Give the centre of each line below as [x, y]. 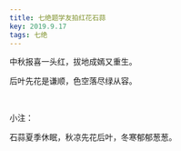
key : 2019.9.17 [38, 26]
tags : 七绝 [29, 35]
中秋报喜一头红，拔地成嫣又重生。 [73, 62]
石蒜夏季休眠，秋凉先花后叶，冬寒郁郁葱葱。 [93, 137]
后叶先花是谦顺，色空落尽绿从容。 [73, 81]
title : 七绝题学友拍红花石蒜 [58, 18]
